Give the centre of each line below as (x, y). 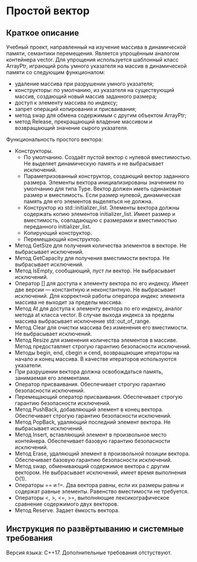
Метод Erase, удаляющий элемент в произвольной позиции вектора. (102, 453)
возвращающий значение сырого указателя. (72, 128)
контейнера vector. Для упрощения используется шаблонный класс (93, 60)
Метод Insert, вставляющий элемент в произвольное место (91, 435)
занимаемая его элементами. (53, 378)
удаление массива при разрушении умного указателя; (84, 84)
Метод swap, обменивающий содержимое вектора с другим (92, 466)
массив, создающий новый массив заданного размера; (86, 96)
